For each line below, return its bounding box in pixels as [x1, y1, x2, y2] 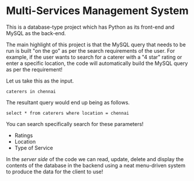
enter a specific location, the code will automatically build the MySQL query [6, 60, 188, 67]
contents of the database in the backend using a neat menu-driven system [6, 162, 186, 169]
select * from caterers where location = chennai [6, 110, 130, 116]
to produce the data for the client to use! [6, 168, 103, 175]
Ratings [14, 132, 33, 139]
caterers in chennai [6, 88, 57, 94]
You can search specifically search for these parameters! [6, 120, 144, 127]
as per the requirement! [6, 66, 63, 73]
